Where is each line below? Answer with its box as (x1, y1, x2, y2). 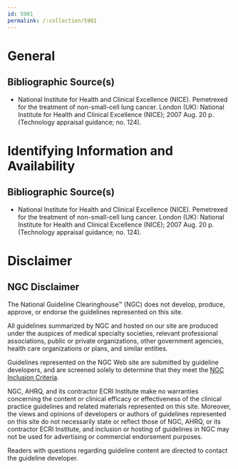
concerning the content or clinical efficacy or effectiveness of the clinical (7, 394, 222, 403)
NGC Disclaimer (7, 281, 80, 293)
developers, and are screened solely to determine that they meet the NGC (7, 365, 224, 374)
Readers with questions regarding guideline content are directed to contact (7, 446, 228, 455)
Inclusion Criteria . (7, 373, 59, 381)
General (7, 48, 56, 64)
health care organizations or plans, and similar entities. (7, 344, 168, 353)
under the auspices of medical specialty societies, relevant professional (7, 329, 219, 337)
